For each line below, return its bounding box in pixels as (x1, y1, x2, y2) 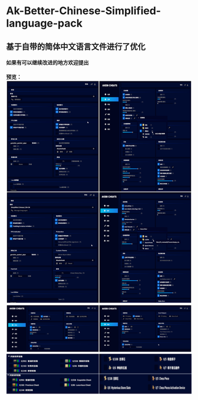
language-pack (6, 16, 83, 30)
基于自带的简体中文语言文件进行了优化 (6, 41, 146, 51)
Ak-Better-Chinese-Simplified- (6, 4, 161, 18)
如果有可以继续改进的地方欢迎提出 (6, 59, 89, 66)
